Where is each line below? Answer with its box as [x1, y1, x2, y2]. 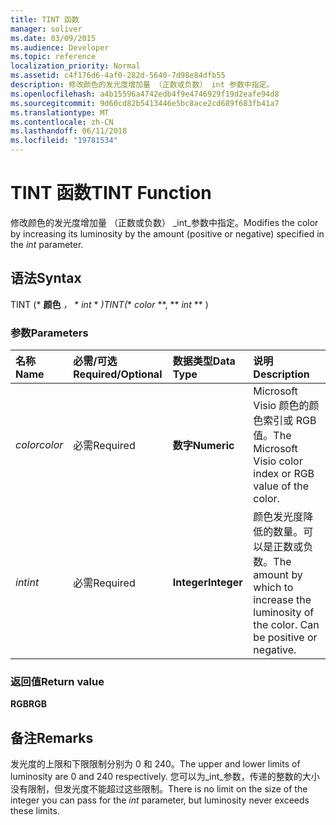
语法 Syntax [10, 270, 82, 287]
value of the [253, 479, 310, 493]
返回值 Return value [10, 674, 105, 688]
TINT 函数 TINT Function [10, 182, 212, 205]
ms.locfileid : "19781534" [10, 136, 118, 146]
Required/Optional [73, 367, 163, 381]
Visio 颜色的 [253, 399, 310, 413]
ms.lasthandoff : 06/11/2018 [10, 126, 128, 136]
